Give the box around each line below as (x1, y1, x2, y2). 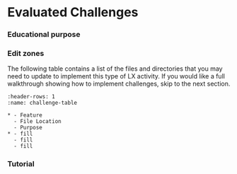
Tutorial (7, 159, 35, 169)
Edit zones (7, 49, 45, 59)
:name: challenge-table (7, 100, 78, 107)
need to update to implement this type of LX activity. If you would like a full (7, 72, 225, 81)
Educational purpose (7, 30, 81, 40)
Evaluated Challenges (7, 4, 139, 21)
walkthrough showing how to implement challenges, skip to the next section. (7, 79, 231, 88)
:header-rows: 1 (7, 93, 55, 100)
